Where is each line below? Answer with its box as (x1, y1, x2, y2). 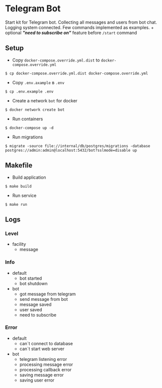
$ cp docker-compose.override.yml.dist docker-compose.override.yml (5, 71, 148, 76)
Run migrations (12, 134, 43, 140)
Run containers (12, 116, 43, 122)
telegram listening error (19, 356, 67, 362)
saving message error (19, 372, 64, 378)
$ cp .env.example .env (5, 89, 54, 94)
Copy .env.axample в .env (12, 79, 65, 85)
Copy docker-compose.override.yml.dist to (12, 57, 100, 63)
